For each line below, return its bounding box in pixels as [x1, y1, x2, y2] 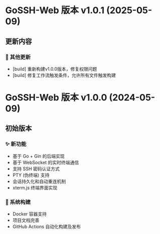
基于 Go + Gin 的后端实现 [12, 153, 65, 159]
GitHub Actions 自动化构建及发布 [12, 223, 81, 230]
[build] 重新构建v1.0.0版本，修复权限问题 [12, 66, 97, 72]
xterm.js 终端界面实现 [12, 184, 58, 191]
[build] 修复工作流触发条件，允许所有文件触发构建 [12, 72, 116, 78]
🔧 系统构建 [5, 198, 31, 205]
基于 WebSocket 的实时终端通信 [12, 159, 79, 165]
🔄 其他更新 [5, 54, 31, 61]
